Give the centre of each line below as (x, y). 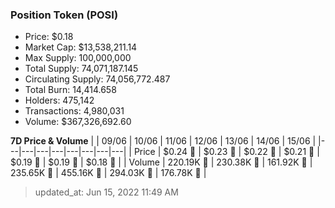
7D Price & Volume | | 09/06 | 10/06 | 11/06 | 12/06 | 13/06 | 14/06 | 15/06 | (163, 141)
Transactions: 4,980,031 (74, 111)
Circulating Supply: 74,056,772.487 (97, 79)
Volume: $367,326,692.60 (78, 122)
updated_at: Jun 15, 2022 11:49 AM (106, 192)
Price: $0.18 (49, 37)
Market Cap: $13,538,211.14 (81, 47)
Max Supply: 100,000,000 (78, 58)
